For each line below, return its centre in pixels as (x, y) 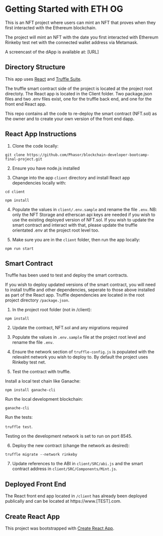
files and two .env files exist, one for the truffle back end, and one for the (79, 99)
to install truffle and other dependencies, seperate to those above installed (80, 290)
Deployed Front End (36, 484)
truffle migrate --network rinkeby (41, 455)
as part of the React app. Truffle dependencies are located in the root (75, 295)
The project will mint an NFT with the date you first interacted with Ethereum (82, 37)
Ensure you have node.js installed (46, 168)
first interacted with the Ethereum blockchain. (51, 27)
